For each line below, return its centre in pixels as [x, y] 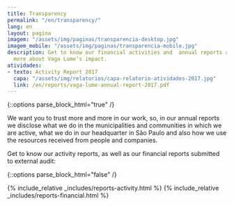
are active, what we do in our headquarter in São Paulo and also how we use [117, 133]
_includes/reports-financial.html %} [58, 196]
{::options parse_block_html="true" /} [61, 104]
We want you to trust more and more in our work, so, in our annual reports [114, 118]
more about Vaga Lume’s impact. [61, 59]
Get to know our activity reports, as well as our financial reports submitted [114, 154]
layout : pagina [29, 33]
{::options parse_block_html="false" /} [62, 175]
